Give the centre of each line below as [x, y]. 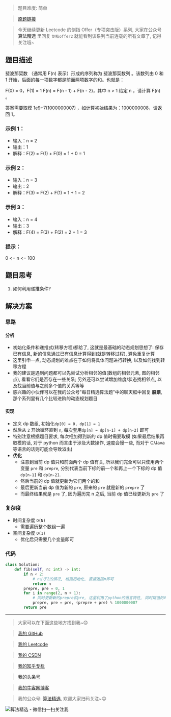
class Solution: [22, 565]
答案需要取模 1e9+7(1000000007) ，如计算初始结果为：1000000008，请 [81, 108]
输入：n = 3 [25, 180]
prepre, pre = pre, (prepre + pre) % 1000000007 [85, 603]
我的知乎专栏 [31, 666]
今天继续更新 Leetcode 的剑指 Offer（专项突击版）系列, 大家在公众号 [90, 30]
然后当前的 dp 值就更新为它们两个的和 [60, 481]
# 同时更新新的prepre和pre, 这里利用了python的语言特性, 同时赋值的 [98, 598]
